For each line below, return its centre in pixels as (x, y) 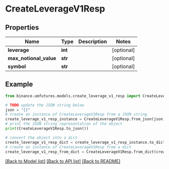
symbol (17, 66)
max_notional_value (32, 58)
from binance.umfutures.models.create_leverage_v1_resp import (73, 96)
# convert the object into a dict (41, 137)
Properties (22, 27)
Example (19, 84)
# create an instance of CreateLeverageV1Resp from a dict (68, 147)
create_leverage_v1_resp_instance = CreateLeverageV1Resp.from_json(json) (85, 119)
